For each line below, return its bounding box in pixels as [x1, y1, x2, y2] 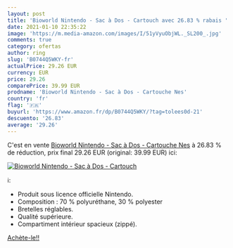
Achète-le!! [7, 233, 40, 242]
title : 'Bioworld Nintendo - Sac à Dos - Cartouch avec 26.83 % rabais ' [7, 17, 229, 24]
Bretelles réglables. [17, 204, 74, 213]
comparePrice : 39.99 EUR [7, 82, 80, 89]
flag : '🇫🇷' [7, 102, 42, 109]
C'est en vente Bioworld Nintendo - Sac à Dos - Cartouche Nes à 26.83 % [7, 141, 222, 149]
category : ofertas [7, 43, 61, 50]
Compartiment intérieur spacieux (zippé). [17, 219, 137, 228]
